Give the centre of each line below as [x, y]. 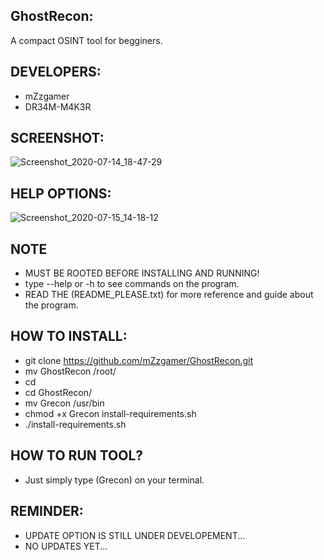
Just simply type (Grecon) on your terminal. [114, 480]
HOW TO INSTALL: [69, 336]
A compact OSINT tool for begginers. [86, 40]
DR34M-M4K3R [58, 106]
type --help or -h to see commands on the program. [132, 284]
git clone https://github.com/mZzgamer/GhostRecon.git [139, 360]
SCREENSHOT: [57, 138]
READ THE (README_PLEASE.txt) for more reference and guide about [169, 295]
